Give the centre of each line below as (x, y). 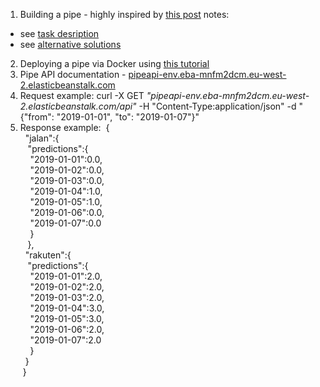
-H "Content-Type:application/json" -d (217, 106)
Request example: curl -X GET (82, 95)
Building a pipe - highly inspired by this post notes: (124, 14)
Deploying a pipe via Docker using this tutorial (114, 63)
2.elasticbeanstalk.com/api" (78, 106)
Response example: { (64, 127)
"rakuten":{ (48, 255)
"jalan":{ (42, 138)
